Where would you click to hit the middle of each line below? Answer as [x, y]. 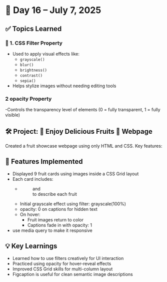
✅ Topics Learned [33, 29]
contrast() [31, 75]
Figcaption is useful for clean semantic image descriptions [73, 274]
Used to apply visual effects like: [46, 54]
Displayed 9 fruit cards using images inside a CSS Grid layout [75, 174]
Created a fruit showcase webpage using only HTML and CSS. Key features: [84, 146]
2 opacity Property [28, 99]
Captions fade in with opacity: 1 [60, 225]
